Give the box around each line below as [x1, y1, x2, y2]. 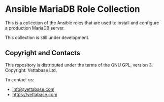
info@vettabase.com [12, 86, 55, 92]
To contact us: [5, 76, 34, 82]
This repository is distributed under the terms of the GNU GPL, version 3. [5, 62, 153, 68]
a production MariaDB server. [5, 25, 65, 31]
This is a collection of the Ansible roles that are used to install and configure [5, 20, 159, 26]
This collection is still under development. [5, 34, 90, 40]
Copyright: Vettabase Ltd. [5, 67, 57, 73]
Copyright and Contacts [5, 49, 80, 57]
